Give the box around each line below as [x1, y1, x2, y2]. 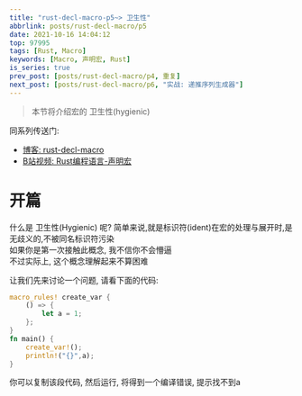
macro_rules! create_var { [9, 292, 111, 301]
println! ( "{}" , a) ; [25, 351, 95, 360]
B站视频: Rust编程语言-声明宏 [22, 155, 133, 166]
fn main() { [9, 334, 54, 343]
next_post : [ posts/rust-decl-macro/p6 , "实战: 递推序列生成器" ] [9, 80, 243, 89]
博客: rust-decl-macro [22, 144, 105, 155]
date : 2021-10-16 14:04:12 [9, 30, 111, 39]
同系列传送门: [9, 125, 60, 136]
